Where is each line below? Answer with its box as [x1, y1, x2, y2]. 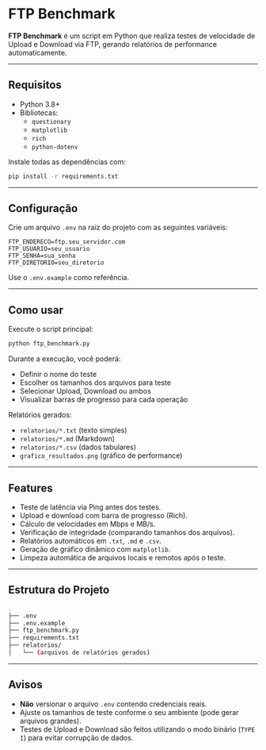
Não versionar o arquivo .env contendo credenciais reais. [19, 699, 207, 709]
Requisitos [8, 79, 62, 92]
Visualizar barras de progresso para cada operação [19, 394, 188, 405]
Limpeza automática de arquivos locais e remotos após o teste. [19, 552, 226, 562]
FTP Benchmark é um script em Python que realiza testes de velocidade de [8, 31, 256, 40]
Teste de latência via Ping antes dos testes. [19, 502, 161, 512]
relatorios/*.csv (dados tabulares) [19, 442, 137, 452]
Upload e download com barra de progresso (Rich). [19, 510, 188, 520]
